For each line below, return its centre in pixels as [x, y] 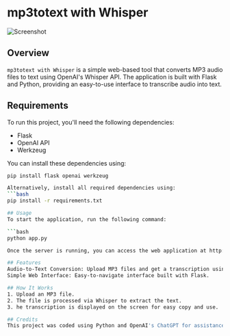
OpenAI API [33, 142]
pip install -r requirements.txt [55, 201]
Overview [28, 53]
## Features [24, 263]
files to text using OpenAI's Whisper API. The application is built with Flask [112, 77]
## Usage [20, 214]
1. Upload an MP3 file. [41, 294]
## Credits [23, 320]
